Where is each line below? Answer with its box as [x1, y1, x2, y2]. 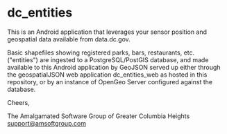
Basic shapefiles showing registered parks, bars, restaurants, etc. [7, 48, 195, 57]
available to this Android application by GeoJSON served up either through [7, 63, 221, 71]
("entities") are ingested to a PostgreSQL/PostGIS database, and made [7, 55, 209, 64]
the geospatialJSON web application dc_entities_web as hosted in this [7, 70, 208, 79]
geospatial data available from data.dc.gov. [7, 35, 131, 43]
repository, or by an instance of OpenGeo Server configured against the [7, 77, 213, 86]
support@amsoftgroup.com [7, 119, 87, 127]
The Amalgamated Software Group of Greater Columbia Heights [7, 112, 190, 120]
